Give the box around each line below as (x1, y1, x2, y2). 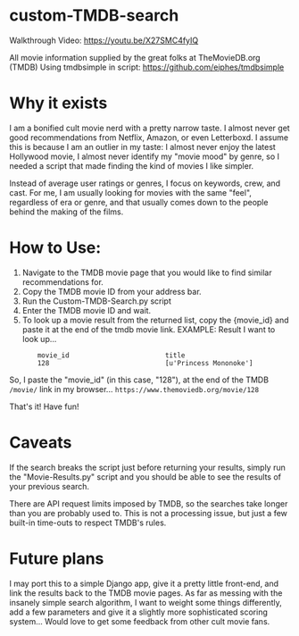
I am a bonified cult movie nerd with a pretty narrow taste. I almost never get (9, 122, 290, 133)
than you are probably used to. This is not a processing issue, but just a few (9, 507, 288, 518)
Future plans (9, 548, 104, 568)
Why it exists (9, 93, 108, 113)
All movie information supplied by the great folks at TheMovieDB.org (9, 52, 261, 63)
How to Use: (9, 238, 102, 258)
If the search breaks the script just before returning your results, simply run (9, 462, 286, 473)
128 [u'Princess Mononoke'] (37, 358, 253, 367)
